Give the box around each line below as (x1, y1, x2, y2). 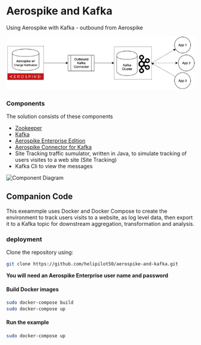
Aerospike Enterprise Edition (14, 137, 86, 144)
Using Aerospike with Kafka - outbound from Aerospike (6, 24, 143, 31)
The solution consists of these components (6, 113, 113, 120)
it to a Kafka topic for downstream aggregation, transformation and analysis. (6, 220, 195, 227)
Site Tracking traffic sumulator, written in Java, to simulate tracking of (14, 150, 187, 157)
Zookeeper (14, 124, 43, 131)
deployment (6, 235, 43, 243)
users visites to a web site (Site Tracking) (14, 156, 117, 163)
